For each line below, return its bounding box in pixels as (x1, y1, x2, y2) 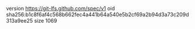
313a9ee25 (6, 17, 33, 24)
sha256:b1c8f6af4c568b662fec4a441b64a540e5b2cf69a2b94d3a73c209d (6, 11, 189, 18)
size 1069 (34, 17, 57, 24)
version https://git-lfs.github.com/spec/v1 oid (6, 5, 115, 12)
